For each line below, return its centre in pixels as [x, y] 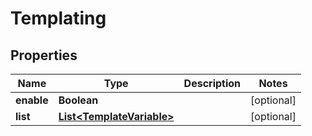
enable [32, 100]
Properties [44, 55]
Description [212, 83]
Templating [58, 18]
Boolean [78, 100]
